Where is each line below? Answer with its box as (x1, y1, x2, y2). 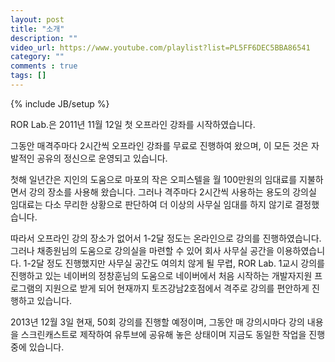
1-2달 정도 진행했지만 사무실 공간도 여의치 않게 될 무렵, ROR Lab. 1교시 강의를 (23, 257, 325, 269)
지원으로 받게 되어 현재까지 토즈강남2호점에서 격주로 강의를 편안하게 (44, 282, 310, 294)
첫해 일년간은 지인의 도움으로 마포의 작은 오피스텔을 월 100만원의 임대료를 (10, 173, 298, 185)
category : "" (10, 52, 65, 62)
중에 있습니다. (10, 341, 65, 353)
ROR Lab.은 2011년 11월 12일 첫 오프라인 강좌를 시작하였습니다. (10, 118, 256, 130)
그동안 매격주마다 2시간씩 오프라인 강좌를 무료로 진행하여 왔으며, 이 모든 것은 (10, 139, 309, 151)
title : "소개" (10, 24, 65, 34)
